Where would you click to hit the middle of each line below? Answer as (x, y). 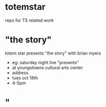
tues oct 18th (25, 78)
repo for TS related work (30, 20)
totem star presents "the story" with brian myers (53, 53)
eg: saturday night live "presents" (45, 62)
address (20, 73)
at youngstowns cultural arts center (47, 67)
